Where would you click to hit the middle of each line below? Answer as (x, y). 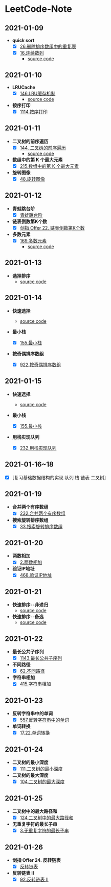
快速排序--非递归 (30, 605)
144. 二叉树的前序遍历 (43, 148)
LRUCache (24, 87)
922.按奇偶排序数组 (40, 364)
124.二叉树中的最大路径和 (47, 818)
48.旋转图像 (32, 179)
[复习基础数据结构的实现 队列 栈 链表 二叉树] (59, 477)
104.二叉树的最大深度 (42, 782)
